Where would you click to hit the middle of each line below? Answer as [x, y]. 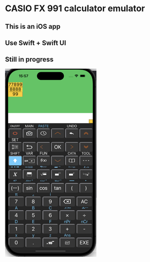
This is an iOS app [33, 27]
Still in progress [29, 60]
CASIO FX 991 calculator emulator [75, 9]
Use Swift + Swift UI [36, 43]
